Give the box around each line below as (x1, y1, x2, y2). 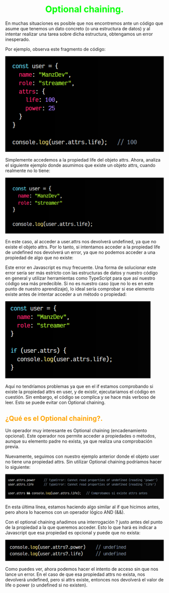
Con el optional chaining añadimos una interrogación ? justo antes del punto (5, 519, 163, 525)
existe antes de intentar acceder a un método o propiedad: (5, 291, 127, 297)
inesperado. (5, 36, 30, 42)
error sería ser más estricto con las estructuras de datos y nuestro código (5, 270, 158, 276)
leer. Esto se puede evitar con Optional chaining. (5, 400, 106, 406)
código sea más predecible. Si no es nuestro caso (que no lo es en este (5, 281, 153, 287)
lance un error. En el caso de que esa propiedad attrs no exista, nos (5, 571, 145, 577)
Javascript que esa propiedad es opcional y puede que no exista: (5, 530, 141, 536)
